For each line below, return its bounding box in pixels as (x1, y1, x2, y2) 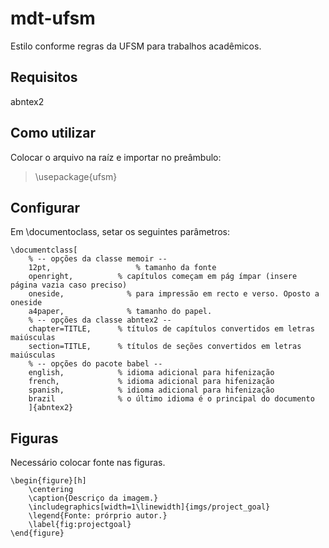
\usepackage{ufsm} (34, 170, 118, 182)
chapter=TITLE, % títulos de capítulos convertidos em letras (28, 324, 315, 334)
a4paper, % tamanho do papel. (28, 307, 213, 317)
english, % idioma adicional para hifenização (28, 368, 275, 378)
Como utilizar (10, 125, 97, 142)
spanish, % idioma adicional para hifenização (28, 385, 275, 396)
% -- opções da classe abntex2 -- (28, 315, 172, 326)
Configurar (10, 199, 81, 216)
